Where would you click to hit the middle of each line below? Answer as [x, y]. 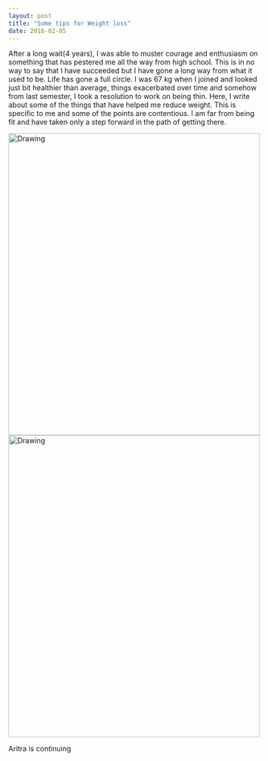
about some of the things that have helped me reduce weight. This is [122, 105]
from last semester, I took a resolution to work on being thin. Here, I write [129, 97]
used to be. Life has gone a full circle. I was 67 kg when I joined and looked [133, 79]
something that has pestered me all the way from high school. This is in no [132, 62]
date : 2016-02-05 [37, 31]
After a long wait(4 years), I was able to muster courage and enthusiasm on [133, 54]
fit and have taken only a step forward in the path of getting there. [118, 122]
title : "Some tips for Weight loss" [70, 23]
